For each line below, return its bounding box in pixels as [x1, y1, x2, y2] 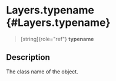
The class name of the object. [6, 68, 78, 75]
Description [6, 52, 50, 62]
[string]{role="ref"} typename [20, 35, 94, 42]
